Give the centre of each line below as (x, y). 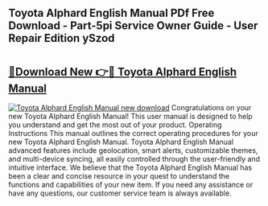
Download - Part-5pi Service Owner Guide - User (133, 26)
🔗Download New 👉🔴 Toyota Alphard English (123, 72)
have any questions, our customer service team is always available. (120, 193)
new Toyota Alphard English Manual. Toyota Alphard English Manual (121, 142)
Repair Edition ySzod (62, 38)
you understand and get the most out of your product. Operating (115, 125)
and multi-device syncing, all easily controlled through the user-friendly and (134, 159)
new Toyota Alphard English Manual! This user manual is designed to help (131, 116)
